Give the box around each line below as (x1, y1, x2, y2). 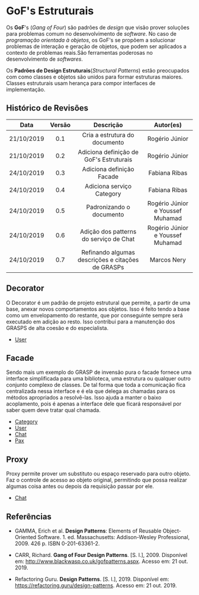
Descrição (93, 121, 123, 129)
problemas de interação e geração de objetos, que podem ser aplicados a (6, 43, 187, 50)
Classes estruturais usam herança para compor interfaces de (6, 79, 156, 87)
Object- (162, 527, 182, 534)
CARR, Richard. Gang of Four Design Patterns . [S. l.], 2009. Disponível (14, 552, 188, 558)
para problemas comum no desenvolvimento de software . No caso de (6, 30, 176, 37)
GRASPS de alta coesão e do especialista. (6, 324, 108, 331)
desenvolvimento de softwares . (6, 55, 83, 62)
